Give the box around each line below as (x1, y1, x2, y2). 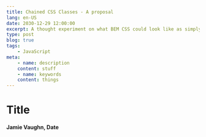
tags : (6, 43, 20, 49)
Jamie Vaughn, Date (6, 123, 59, 131)
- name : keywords (17, 71, 62, 77)
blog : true (6, 37, 34, 43)
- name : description (17, 60, 70, 66)
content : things (17, 77, 59, 83)
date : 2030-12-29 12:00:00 (6, 20, 75, 26)
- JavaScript (17, 49, 51, 55)
